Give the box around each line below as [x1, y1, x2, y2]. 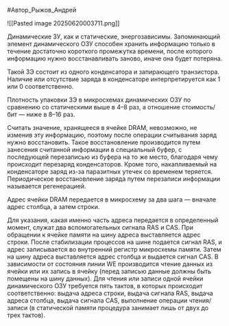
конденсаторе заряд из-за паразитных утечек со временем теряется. [7, 168, 213, 175]
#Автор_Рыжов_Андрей [7, 6, 77, 14]
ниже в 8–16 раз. [26, 110, 75, 118]
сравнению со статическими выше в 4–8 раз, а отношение [7, 103, 180, 111]
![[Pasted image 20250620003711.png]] [7, 19, 120, 27]
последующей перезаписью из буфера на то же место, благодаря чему [7, 153, 218, 161]
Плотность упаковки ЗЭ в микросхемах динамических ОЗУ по [7, 96, 191, 104]
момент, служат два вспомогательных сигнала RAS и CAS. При [7, 224, 193, 231]
